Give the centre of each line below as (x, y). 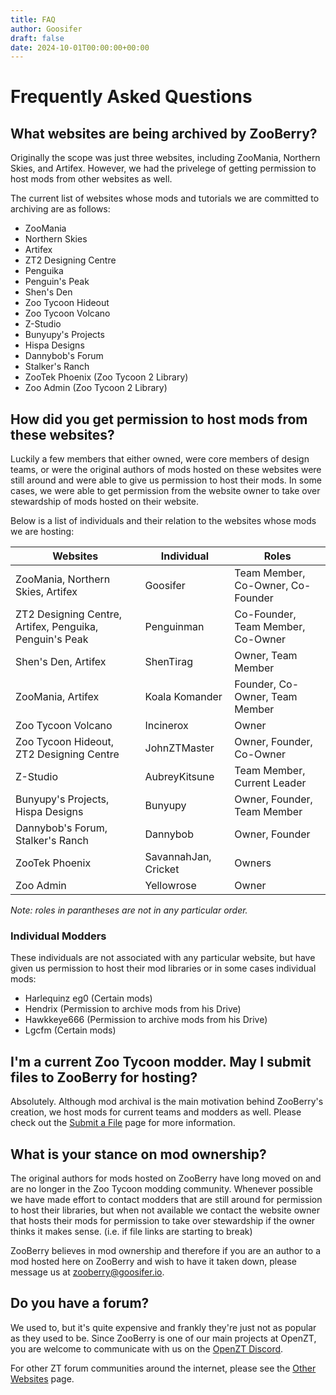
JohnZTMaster (179, 748)
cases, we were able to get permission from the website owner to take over (165, 491)
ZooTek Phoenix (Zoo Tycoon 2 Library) (106, 377)
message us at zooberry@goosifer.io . (87, 1272)
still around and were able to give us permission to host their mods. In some (166, 480)
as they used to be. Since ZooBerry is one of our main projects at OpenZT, (163, 1338)
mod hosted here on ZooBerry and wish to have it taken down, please (153, 1261)
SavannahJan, (178, 857)
